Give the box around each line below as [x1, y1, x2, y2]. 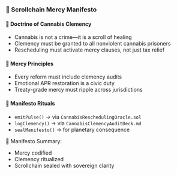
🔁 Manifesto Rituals [5, 99, 55, 107]
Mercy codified [14, 149, 52, 156]
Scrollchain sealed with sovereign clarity [14, 162, 115, 169]
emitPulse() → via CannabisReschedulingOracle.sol [14, 113, 142, 120]
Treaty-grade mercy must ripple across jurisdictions [14, 86, 143, 93]
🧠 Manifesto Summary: [5, 137, 62, 144]
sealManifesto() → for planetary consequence [14, 126, 130, 133]
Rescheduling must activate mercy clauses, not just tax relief [14, 46, 165, 53]
